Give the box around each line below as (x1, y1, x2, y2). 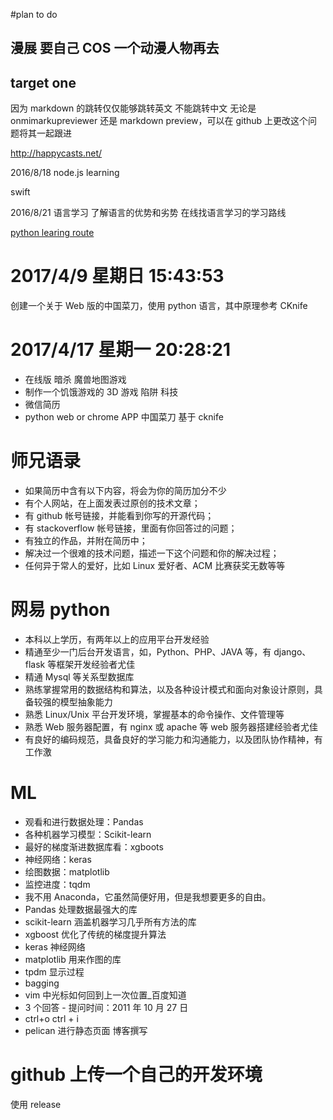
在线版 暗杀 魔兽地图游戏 (24, 374, 127, 386)
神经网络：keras (24, 853, 92, 865)
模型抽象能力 (59, 695, 113, 708)
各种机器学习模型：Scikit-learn (24, 828, 152, 840)
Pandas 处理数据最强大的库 (24, 903, 138, 915)
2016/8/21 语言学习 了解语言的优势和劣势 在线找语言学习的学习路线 (10, 207, 287, 219)
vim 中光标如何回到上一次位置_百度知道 (24, 989, 187, 1001)
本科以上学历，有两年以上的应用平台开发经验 (24, 633, 210, 645)
